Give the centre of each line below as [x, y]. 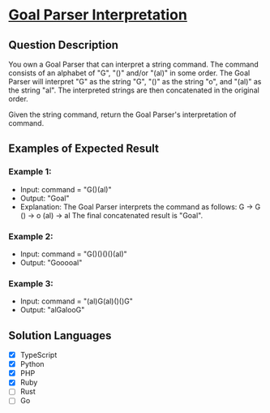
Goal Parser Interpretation [98, 15]
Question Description [64, 45]
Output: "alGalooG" [52, 310]
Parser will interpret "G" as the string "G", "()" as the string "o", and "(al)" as [135, 82]
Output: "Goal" [45, 198]
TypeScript [39, 355]
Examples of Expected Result [84, 149]
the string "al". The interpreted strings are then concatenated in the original [134, 90]
